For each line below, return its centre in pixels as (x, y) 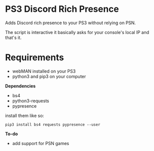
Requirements (35, 57)
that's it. (13, 38)
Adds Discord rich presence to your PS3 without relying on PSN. (71, 23)
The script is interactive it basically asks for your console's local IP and (77, 32)
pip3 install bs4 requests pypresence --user (53, 124)
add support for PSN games (40, 143)
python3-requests (31, 101)
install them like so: (25, 115)
